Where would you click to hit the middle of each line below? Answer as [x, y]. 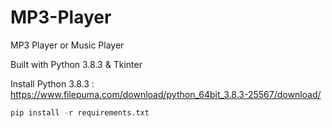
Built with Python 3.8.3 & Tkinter [76, 64]
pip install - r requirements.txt [80, 112]
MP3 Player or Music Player [67, 45]
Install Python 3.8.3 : [52, 83]
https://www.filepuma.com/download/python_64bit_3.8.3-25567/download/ [166, 94]
